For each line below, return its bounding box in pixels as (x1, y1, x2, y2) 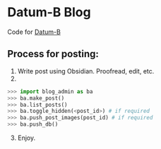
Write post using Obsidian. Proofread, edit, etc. (17, 66, 155, 75)
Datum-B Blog (7, 4, 91, 20)
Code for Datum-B (7, 28, 61, 36)
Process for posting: (7, 48, 99, 60)
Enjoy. (17, 133, 36, 142)
